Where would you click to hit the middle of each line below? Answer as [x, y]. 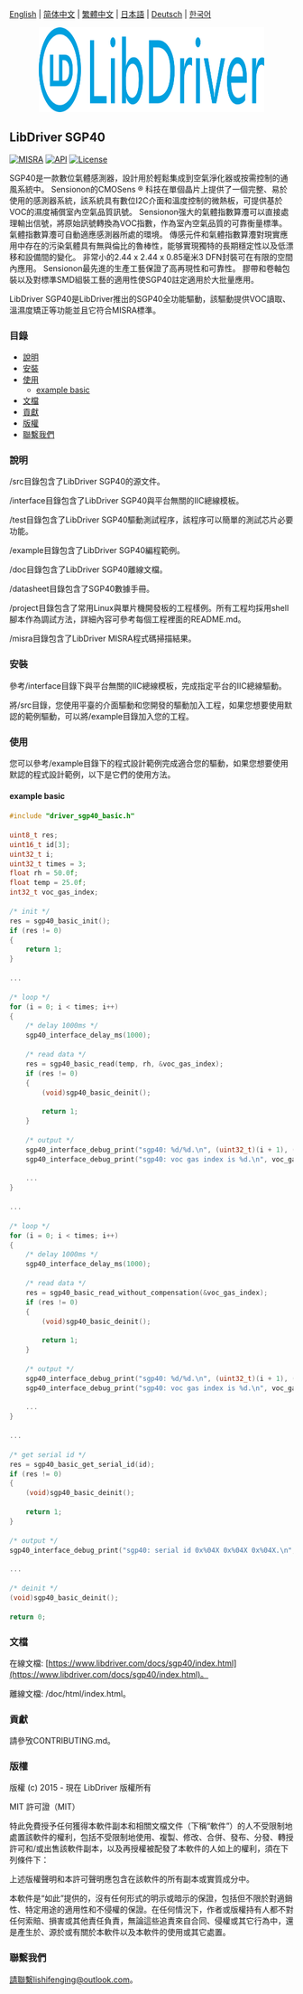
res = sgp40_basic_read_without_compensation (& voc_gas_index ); [147, 1293]
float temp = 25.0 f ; [48, 883]
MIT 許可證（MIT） [45, 1807]
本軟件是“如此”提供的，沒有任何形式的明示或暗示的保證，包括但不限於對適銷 [151, 1898]
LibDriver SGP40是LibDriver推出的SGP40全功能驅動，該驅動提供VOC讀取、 [150, 298]
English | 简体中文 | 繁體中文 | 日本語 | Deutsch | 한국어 [110, 14]
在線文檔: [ [29, 1663]
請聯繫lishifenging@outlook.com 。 [73, 1980]
